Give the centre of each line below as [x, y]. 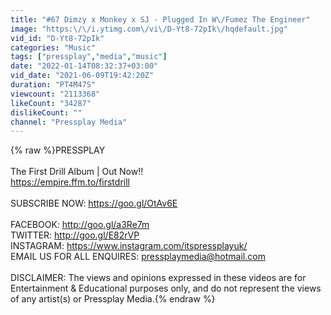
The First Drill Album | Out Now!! [77, 172]
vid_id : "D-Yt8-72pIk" [57, 38]
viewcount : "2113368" [55, 94]
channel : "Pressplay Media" [69, 122]
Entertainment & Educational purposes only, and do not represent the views [166, 288]
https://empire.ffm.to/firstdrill [70, 182]
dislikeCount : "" [46, 112]
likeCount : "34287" [51, 103]
